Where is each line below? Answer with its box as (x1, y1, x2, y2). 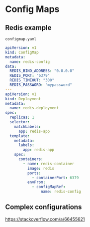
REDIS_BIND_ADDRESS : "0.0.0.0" (9, 68, 75, 73)
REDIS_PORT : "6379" (9, 73, 50, 78)
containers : (18, 157, 43, 162)
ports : (27, 171, 41, 176)
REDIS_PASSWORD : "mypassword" (9, 82, 72, 87)
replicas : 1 (9, 115, 35, 120)
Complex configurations (5, 203, 82, 212)
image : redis (27, 166, 55, 171)
